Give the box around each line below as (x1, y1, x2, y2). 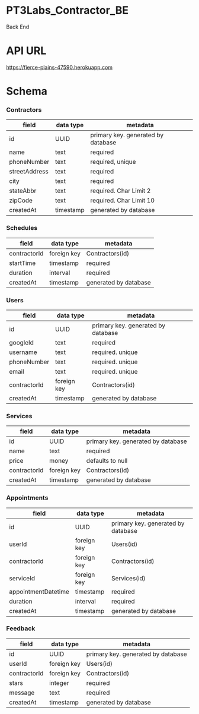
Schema (6, 84, 47, 98)
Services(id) (111, 574, 146, 582)
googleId (9, 338, 34, 346)
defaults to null (86, 457, 128, 465)
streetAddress (9, 168, 49, 176)
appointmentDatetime (9, 587, 70, 596)
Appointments (6, 494, 49, 502)
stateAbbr (9, 187, 37, 195)
